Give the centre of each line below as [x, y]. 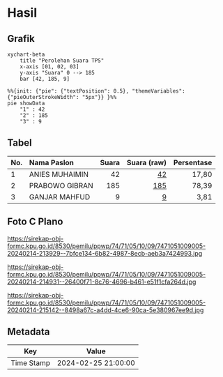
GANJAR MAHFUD [60, 197]
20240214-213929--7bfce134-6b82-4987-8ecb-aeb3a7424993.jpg [105, 253]
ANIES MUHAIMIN [59, 174]
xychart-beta [26, 54]
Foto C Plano [35, 222]
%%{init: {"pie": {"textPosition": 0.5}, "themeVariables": [97, 91]
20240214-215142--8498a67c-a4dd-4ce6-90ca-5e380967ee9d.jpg [106, 310]
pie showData [26, 103]
